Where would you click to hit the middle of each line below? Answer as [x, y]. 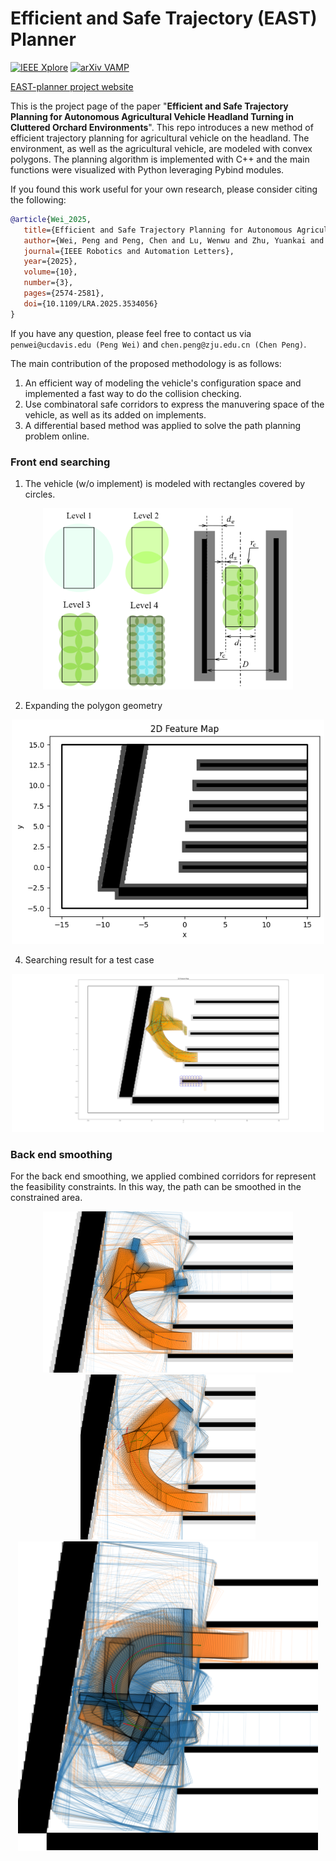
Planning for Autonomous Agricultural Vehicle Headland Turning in [152, 116]
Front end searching [60, 462]
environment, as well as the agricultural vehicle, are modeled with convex [161, 148]
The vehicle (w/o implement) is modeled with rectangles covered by [165, 483]
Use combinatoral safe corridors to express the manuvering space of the [174, 404]
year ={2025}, [50, 262]
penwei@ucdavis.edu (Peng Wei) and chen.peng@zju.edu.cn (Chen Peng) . [158, 344]
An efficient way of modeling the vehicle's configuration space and [163, 383]
